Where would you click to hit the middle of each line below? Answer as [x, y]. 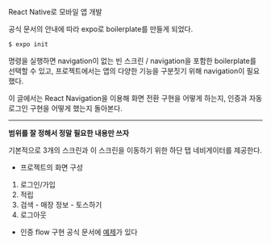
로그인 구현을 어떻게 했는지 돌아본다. [65, 108]
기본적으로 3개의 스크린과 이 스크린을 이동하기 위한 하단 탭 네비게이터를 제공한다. [135, 150]
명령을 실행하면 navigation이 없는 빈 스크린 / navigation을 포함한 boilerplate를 [132, 61]
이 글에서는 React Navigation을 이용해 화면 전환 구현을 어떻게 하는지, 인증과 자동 [135, 98]
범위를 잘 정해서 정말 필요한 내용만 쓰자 [69, 133]
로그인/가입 [38, 184]
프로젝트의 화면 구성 [51, 167]
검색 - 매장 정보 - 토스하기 [61, 204]
